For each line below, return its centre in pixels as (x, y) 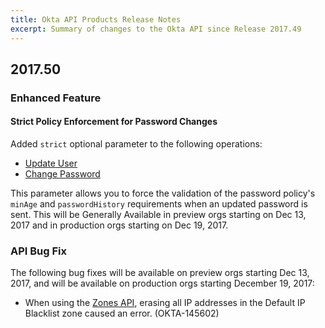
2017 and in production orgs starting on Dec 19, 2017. (119, 225)
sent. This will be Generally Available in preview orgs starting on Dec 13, (158, 215)
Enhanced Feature (56, 98)
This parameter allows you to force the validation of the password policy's (163, 193)
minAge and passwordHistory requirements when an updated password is (159, 204)
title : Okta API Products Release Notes (96, 19)
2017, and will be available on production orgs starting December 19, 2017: (162, 283)
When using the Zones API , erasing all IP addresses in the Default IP (165, 303)
